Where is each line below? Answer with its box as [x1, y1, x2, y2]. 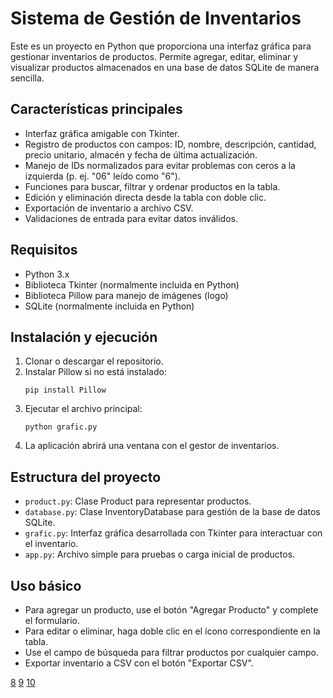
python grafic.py [24, 422, 98, 432]
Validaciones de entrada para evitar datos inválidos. [24, 212, 238, 224]
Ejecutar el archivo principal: [24, 403, 143, 415]
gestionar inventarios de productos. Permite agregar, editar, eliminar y [10, 50, 299, 62]
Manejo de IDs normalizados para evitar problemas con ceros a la [24, 159, 296, 171]
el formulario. [24, 615, 80, 626]
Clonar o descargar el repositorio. [24, 355, 164, 367]
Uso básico [10, 577, 82, 594]
